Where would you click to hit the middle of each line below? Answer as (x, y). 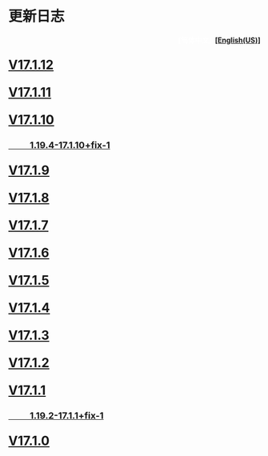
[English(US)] (238, 40)
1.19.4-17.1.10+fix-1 (70, 145)
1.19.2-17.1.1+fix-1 (66, 415)
